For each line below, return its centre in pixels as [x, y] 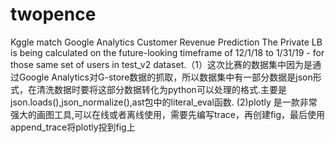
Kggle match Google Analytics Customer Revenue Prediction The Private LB [166, 42]
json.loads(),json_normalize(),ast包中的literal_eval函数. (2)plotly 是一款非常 [164, 102]
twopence [53, 14]
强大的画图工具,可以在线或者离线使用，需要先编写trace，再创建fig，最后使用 [168, 114]
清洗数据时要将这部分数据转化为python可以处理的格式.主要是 [161, 89]
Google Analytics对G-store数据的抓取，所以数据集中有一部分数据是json [165, 77]
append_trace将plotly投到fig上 [73, 127]
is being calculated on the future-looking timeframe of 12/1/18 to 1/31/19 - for [167, 52]
